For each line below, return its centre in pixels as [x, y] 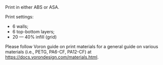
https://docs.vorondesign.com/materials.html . [52, 57]
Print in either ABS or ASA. [32, 7]
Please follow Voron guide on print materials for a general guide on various [82, 46]
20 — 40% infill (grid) [35, 37]
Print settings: [19, 17]
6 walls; [20, 26]
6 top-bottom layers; [33, 32]
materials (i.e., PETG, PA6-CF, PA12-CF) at [48, 52]
